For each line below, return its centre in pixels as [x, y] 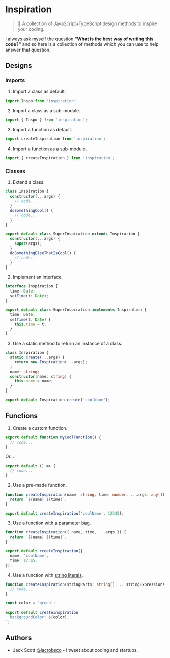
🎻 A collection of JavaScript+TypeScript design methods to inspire [87, 23]
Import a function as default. [42, 130]
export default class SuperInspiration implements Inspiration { [76, 310]
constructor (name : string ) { [41, 376]
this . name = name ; [34, 381]
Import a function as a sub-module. [50, 149]
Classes [16, 171]
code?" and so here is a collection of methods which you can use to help [82, 44]
